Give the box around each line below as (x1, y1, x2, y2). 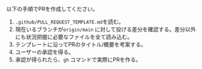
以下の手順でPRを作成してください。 (6, 5, 99, 12)
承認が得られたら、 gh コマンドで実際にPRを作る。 (15, 56, 142, 63)
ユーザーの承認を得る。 (15, 48, 74, 56)
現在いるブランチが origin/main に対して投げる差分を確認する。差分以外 (15, 26, 197, 33)
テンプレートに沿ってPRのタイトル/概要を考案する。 (15, 41, 147, 48)
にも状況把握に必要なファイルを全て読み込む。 (15, 33, 133, 41)
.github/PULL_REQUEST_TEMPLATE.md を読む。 (15, 18, 124, 25)
